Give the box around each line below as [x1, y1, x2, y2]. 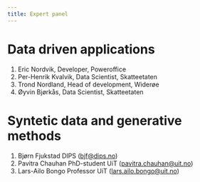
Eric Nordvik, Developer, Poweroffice [17, 65, 127, 74]
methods [7, 128, 62, 143]
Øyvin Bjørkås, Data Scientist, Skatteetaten [17, 87, 144, 96]
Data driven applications [7, 41, 155, 57]
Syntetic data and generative [7, 112, 182, 128]
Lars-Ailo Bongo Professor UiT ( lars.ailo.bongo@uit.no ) [17, 166, 180, 175]
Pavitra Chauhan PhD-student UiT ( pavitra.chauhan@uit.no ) [17, 158, 194, 168]
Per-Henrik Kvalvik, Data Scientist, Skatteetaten [17, 72, 158, 81]
